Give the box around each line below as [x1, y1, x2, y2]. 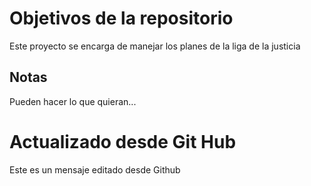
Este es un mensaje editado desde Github [9, 163, 181, 176]
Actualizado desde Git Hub [9, 130, 237, 153]
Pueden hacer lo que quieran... [9, 95, 137, 107]
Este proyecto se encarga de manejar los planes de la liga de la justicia [9, 40, 301, 52]
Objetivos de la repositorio [9, 7, 234, 30]
